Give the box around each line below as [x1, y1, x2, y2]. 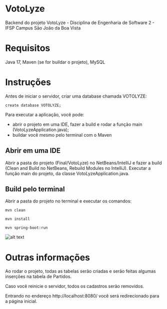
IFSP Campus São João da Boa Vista [5, 25, 81, 31]
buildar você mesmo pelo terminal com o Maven [12, 132, 112, 138]
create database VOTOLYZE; [5, 103, 61, 108]
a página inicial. [5, 298, 37, 304]
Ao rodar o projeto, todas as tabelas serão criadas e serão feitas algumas [5, 268, 156, 274]
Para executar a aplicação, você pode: [5, 111, 84, 118]
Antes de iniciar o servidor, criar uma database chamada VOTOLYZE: [5, 93, 147, 99]
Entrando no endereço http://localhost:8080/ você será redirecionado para [5, 293, 159, 299]
